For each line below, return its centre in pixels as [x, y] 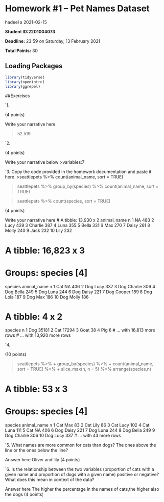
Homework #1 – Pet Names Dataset [78, 9]
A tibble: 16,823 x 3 [45, 250]
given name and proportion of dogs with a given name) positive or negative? [82, 474]
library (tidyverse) [25, 77]
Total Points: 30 [22, 50]
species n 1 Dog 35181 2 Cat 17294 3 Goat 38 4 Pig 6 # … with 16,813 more [80, 330]
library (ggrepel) [23, 86]
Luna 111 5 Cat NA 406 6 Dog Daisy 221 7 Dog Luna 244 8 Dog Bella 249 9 [80, 430]
